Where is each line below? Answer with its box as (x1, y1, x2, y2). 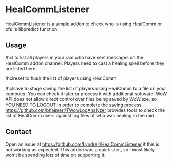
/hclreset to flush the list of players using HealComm (5, 75, 117, 81)
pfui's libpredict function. (5, 26, 59, 32)
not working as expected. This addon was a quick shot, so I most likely (5, 146, 155, 152)
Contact (5, 127, 32, 136)
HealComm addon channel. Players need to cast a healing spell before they (5, 60, 165, 66)
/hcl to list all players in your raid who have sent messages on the (5, 54, 144, 60)
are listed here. (5, 65, 37, 71)
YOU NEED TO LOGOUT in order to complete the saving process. (5, 101, 143, 108)
